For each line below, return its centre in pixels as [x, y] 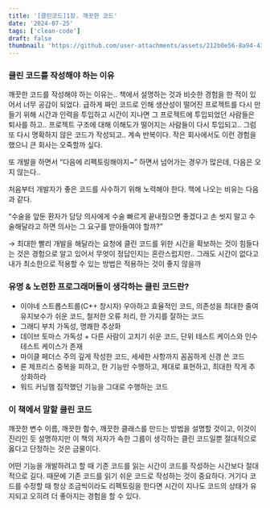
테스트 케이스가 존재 [51, 346]
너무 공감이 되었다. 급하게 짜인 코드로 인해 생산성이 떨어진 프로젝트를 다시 [138, 105]
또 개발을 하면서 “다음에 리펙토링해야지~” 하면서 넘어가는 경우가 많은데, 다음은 [131, 162]
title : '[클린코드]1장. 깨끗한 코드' [63, 16]
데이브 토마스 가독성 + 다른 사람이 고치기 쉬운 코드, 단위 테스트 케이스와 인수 [139, 336]
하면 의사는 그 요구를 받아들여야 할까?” [103, 227]
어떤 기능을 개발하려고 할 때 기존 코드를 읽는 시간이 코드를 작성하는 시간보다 [126, 466]
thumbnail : [27, 46]
